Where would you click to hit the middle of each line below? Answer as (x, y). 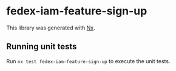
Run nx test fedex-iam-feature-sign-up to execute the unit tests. (88, 61)
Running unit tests (42, 47)
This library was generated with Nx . (51, 28)
